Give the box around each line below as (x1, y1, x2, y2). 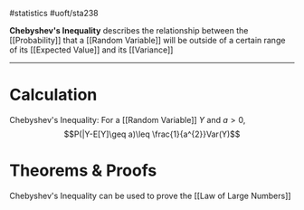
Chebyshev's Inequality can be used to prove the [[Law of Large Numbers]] (9, 190, 291, 201)
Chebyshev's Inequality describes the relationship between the (9, 25, 249, 35)
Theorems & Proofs (9, 160, 157, 181)
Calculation (9, 85, 98, 105)
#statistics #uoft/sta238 (9, 8, 100, 18)
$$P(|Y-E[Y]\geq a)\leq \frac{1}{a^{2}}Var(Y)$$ (63, 129, 241, 139)
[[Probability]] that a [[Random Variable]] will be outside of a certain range (9, 35, 286, 45)
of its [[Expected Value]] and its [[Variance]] (9, 44, 174, 55)
